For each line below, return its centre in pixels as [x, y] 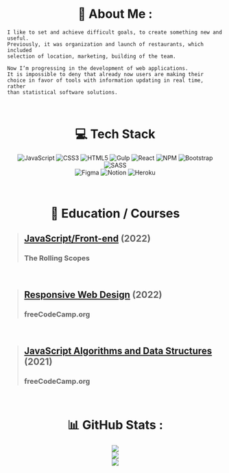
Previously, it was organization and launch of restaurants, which [106, 44]
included [20, 50]
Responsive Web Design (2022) [93, 295]
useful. [18, 38]
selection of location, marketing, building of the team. [92, 56]
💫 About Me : [115, 14]
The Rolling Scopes [57, 258]
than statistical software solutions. [62, 92]
